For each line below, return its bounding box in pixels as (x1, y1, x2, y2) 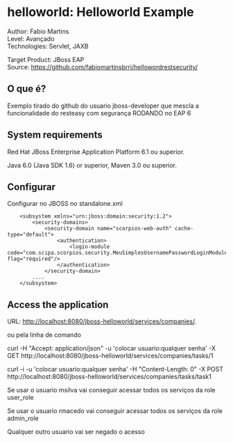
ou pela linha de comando (7, 331, 82, 339)
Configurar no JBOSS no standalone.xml (7, 200, 123, 208)
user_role (7, 394, 34, 402)
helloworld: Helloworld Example (7, 4, 194, 20)
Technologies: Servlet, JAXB (7, 42, 89, 50)
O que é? (7, 83, 46, 95)
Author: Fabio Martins (7, 27, 69, 35)
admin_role (7, 414, 40, 423)
